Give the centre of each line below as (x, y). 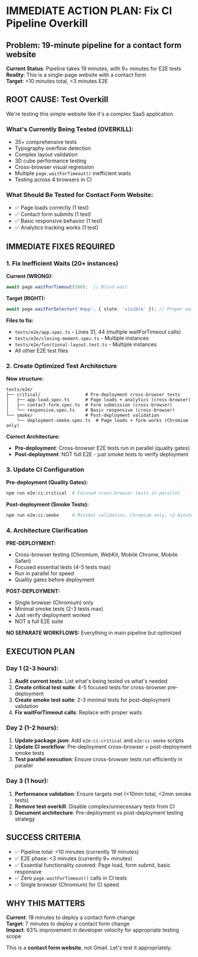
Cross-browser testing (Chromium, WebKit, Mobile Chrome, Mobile (96, 555)
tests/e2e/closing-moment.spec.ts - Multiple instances (82, 338)
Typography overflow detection (53, 148)
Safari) (23, 561)
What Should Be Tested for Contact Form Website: (80, 195)
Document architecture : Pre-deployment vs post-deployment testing (99, 812)
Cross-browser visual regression (54, 167)
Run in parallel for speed (44, 573)
